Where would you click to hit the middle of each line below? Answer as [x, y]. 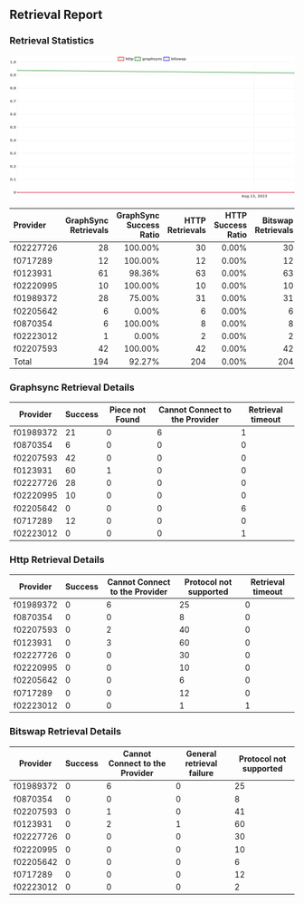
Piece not [128, 409]
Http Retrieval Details [57, 559]
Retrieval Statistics [52, 41]
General [201, 754]
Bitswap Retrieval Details [66, 732]
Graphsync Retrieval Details [72, 387]
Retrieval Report [56, 15]
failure [201, 773]
